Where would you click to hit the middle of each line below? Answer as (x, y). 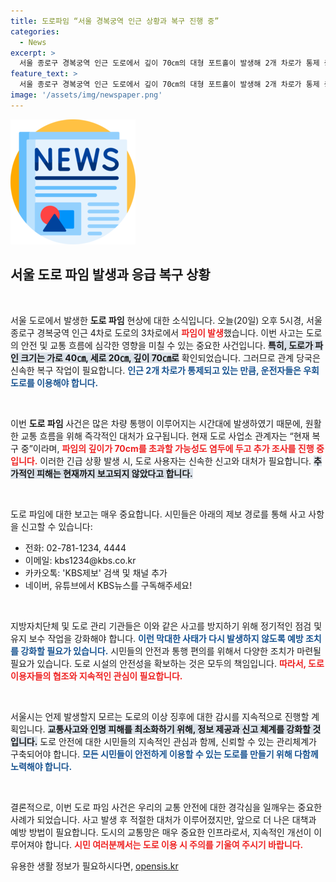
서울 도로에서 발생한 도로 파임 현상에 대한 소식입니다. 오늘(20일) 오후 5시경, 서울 (166, 320)
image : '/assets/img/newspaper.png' (86, 95)
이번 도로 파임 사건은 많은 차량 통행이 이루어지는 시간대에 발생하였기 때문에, (156, 423)
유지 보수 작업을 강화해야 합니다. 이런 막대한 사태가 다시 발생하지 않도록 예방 (157, 638)
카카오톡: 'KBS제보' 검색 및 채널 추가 (96, 572)
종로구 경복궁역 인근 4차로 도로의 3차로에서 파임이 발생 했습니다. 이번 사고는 (157, 332)
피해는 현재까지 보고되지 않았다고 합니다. (114, 473)
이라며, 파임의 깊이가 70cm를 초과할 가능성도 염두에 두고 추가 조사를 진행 (173, 448)
